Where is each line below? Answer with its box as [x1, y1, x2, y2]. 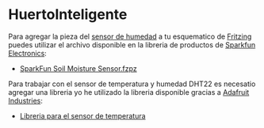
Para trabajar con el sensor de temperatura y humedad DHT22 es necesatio [8, 79, 256, 88]
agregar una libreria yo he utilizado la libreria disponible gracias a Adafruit [8, 87, 250, 96]
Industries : [8, 96, 44, 105]
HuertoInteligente [8, 6, 128, 24]
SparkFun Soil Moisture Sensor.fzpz [19, 63, 137, 73]
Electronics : [8, 48, 48, 58]
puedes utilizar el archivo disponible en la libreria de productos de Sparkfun [8, 40, 256, 49]
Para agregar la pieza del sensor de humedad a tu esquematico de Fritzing [8, 32, 252, 41]
